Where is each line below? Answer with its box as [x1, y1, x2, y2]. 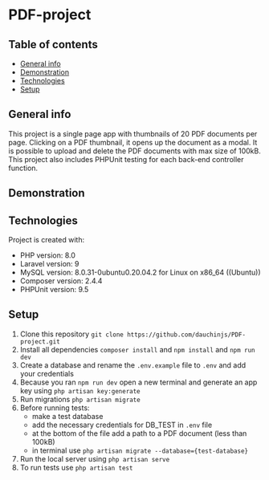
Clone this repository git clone [19, 329, 124, 339]
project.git [19, 337, 60, 346]
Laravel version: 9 [19, 259, 79, 269]
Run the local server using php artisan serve [19, 454, 170, 463]
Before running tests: [19, 403, 90, 413]
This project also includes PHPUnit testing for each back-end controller [8, 154, 244, 164]
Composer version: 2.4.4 [19, 276, 103, 286]
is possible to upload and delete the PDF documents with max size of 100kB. [8, 146, 261, 156]
